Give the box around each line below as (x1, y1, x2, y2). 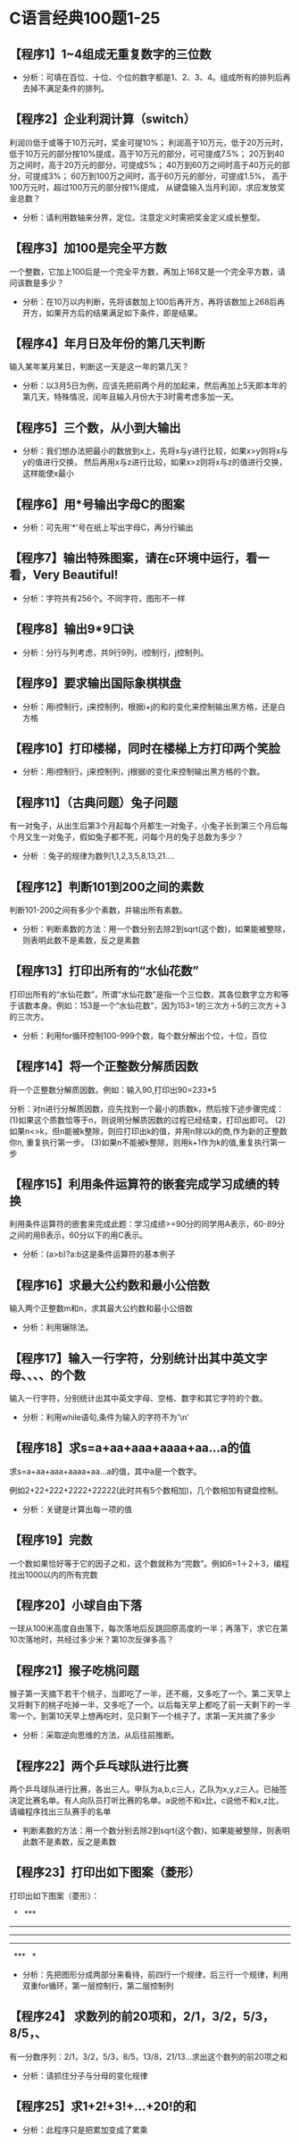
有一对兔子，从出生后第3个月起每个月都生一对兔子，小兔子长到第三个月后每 (9, 820, 288, 831)
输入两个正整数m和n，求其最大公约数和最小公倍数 (9, 1303, 194, 1314)
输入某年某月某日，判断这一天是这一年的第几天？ (9, 361, 189, 372)
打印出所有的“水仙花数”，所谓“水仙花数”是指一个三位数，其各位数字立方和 (9, 988, 281, 999)
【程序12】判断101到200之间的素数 (9, 879, 204, 895)
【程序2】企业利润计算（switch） (9, 112, 196, 127)
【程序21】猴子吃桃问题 (9, 1663, 140, 1678)
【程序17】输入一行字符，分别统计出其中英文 (9, 1350, 256, 1366)
